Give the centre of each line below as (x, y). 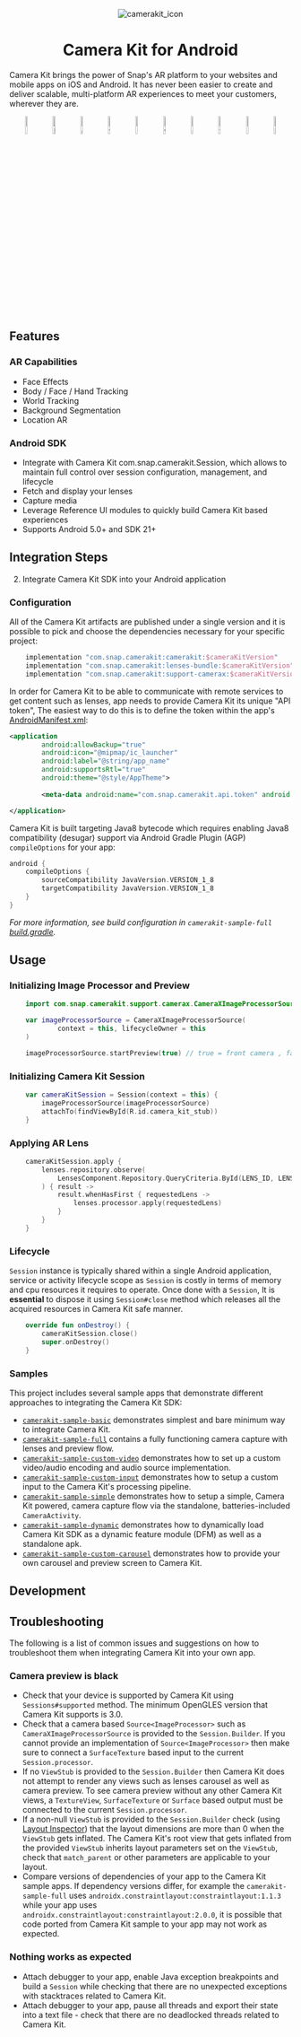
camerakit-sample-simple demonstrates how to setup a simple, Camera (153, 1496)
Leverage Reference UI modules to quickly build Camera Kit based (145, 510)
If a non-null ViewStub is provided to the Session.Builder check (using (151, 1819)
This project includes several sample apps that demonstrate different (137, 1393)
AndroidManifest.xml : (49, 720)
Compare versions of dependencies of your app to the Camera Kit (144, 1876)
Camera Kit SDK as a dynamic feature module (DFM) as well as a (142, 1534)
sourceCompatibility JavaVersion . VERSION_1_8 (128, 880)
